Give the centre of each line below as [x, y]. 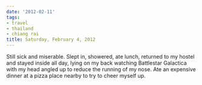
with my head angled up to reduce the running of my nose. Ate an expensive [101, 69]
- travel [17, 23]
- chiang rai [23, 34]
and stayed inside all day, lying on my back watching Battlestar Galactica [96, 63]
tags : [13, 17]
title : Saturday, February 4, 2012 [51, 40]
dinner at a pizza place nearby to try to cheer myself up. [76, 76]
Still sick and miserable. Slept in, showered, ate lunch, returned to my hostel [100, 57]
